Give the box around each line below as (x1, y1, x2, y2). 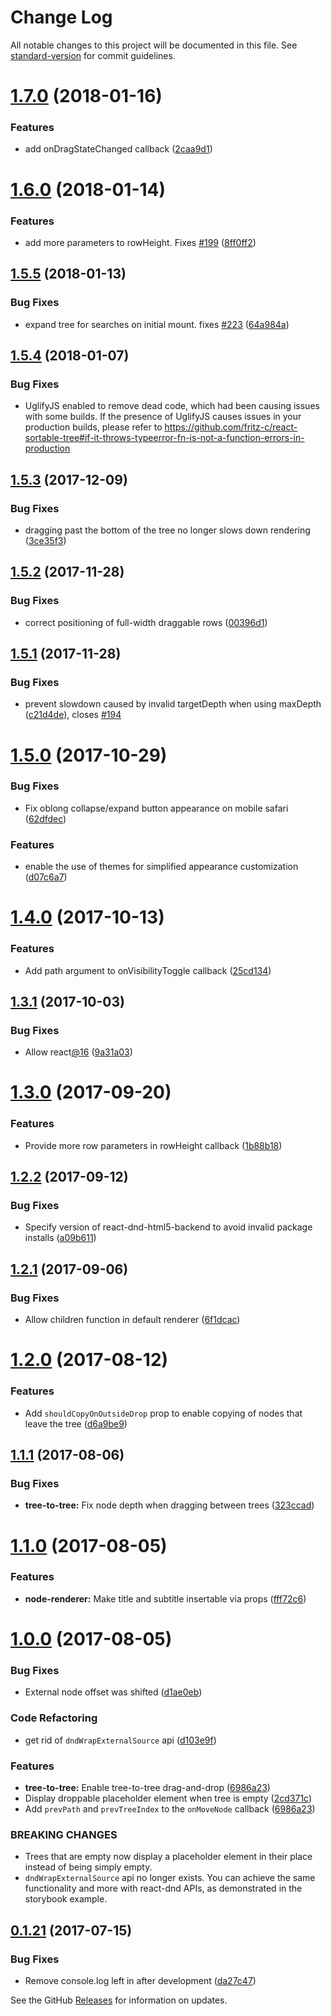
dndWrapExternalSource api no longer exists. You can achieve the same (24, 1872, 316, 1884)
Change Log (10, 6, 113, 29)
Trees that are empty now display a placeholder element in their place (24, 1851, 313, 1863)
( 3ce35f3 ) (24, 534, 67, 546)
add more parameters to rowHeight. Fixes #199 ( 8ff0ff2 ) (24, 236, 257, 248)
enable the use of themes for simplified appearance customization (24, 861, 299, 873)
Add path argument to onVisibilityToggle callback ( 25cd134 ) (24, 964, 272, 976)
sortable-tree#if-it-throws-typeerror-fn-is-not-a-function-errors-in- (24, 432, 305, 444)
